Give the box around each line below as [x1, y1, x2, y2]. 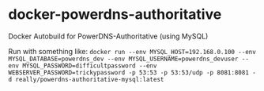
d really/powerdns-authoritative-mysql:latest [8, 75, 164, 83]
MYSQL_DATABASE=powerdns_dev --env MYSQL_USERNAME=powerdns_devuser [8, 55, 239, 63]
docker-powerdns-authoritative [8, 5, 222, 24]
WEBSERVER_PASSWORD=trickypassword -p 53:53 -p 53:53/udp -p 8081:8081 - [8, 68, 257, 76]
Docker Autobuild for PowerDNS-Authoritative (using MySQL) [8, 31, 209, 41]
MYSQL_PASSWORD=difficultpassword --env [22, 61, 157, 70]
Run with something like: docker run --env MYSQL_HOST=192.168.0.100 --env [8, 46, 257, 56]
